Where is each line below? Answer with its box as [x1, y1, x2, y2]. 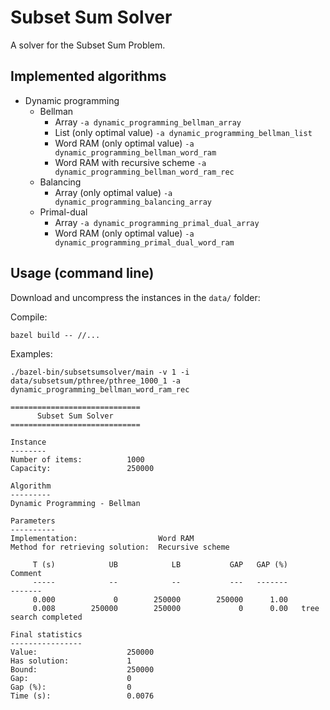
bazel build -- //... [10, 330, 101, 340]
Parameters [10, 516, 56, 526]
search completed [10, 612, 83, 622]
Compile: [10, 311, 48, 323]
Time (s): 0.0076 [10, 691, 155, 701]
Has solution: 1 [10, 656, 132, 666]
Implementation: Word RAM [10, 533, 195, 543]
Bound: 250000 [10, 664, 155, 675]
